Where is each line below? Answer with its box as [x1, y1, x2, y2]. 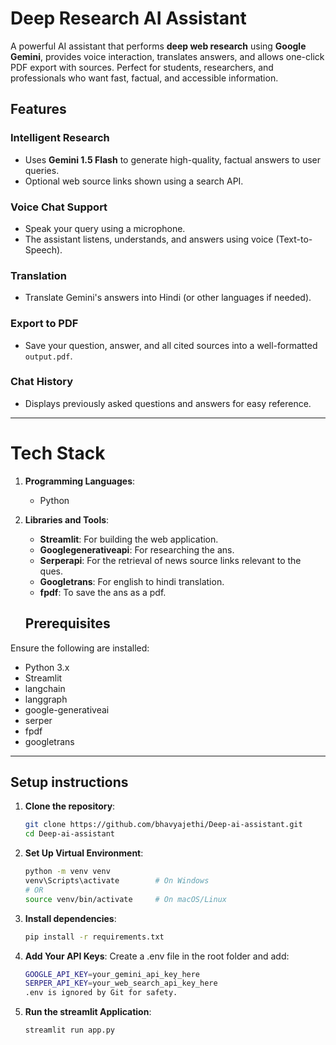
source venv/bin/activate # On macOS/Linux [24, 894, 227, 904]
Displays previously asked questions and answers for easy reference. [24, 397, 312, 409]
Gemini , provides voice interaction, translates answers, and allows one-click [10, 50, 325, 62]
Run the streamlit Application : [24, 1006, 152, 1018]
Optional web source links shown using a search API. [24, 175, 244, 187]
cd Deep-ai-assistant [24, 829, 115, 839]
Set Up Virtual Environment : [24, 847, 144, 859]
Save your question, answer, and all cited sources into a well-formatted [24, 339, 318, 351]
